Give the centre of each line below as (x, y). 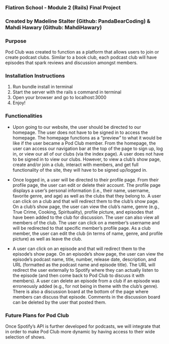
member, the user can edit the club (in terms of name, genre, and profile (88, 233)
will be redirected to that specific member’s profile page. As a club (81, 228)
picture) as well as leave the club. (47, 238)
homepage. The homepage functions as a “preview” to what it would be (87, 137)
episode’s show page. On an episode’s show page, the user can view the (88, 254)
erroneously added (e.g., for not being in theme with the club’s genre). (86, 286)
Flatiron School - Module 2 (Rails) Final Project (63, 8)
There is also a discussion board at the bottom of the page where (80, 291)
